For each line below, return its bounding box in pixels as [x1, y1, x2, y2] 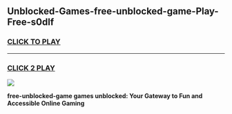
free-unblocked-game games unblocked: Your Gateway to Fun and [7, 91, 203, 99]
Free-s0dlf [7, 17, 55, 28]
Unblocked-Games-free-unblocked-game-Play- [7, 6, 219, 17]
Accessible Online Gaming [7, 99, 85, 107]
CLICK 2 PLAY [7, 63, 55, 73]
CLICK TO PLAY [7, 37, 61, 47]
